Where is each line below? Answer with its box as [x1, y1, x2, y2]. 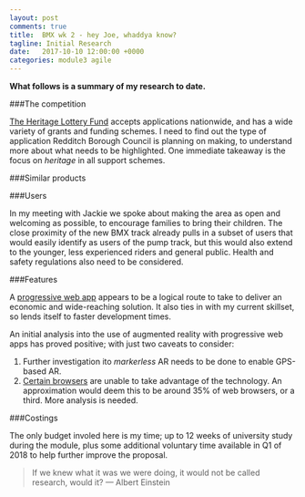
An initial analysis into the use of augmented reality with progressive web [9, 329, 284, 339]
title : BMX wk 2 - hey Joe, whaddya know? [9, 30, 178, 39]
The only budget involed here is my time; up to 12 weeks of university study [9, 430, 293, 440]
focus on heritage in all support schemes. [9, 155, 166, 165]
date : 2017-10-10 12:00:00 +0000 [9, 47, 145, 57]
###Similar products [9, 172, 86, 183]
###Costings [9, 412, 58, 423]
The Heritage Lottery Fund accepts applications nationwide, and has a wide [9, 116, 293, 127]
